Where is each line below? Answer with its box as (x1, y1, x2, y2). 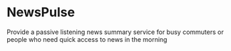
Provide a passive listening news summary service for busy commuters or (6, 28, 224, 36)
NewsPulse (6, 4, 76, 21)
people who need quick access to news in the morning (6, 35, 168, 43)
